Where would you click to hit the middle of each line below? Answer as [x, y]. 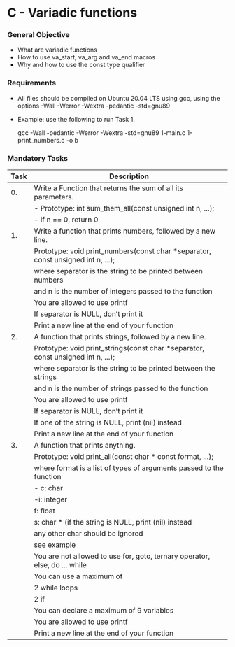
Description [129, 176]
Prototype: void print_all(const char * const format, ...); [124, 457]
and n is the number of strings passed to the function [121, 388]
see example [55, 545]
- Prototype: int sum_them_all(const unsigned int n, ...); [124, 208]
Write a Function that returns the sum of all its [108, 188]
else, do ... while [60, 565]
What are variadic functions [57, 50]
